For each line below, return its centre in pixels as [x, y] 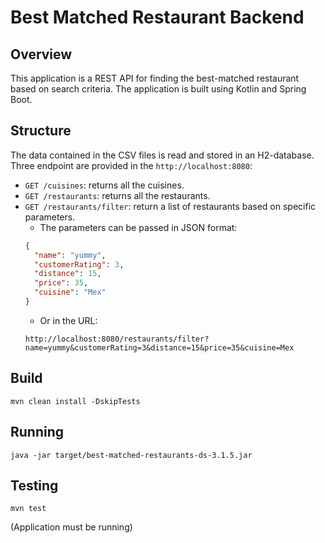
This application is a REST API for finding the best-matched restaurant [155, 78]
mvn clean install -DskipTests [75, 401]
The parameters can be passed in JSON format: [138, 227]
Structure [41, 131]
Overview [41, 54]
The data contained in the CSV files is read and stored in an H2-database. [162, 155]
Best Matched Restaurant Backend [157, 17]
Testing [34, 485]
